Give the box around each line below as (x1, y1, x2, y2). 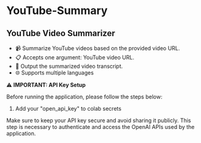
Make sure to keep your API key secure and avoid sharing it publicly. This (6, 117, 191, 124)
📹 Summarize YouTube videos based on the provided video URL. (15, 45, 180, 52)
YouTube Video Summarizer (6, 28, 115, 38)
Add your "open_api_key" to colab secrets (15, 105, 121, 112)
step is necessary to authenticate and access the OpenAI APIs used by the (6, 123, 195, 130)
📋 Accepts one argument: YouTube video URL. (15, 54, 135, 61)
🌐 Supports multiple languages (15, 69, 94, 76)
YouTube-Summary (6, 4, 108, 18)
